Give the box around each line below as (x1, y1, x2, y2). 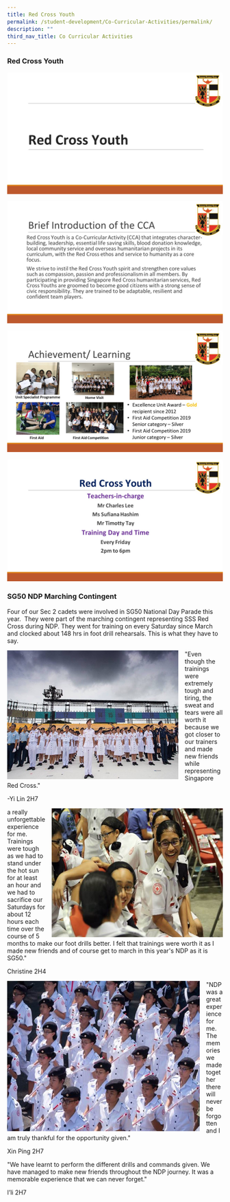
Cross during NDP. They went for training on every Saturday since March (7, 622, 214, 630)
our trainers (184, 737, 218, 745)
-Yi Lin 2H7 (7, 794, 39, 803)
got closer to (184, 730, 220, 738)
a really (7, 808, 28, 816)
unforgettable (7, 815, 46, 824)
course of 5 (7, 931, 40, 940)
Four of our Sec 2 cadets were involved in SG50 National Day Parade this (7, 607, 214, 615)
